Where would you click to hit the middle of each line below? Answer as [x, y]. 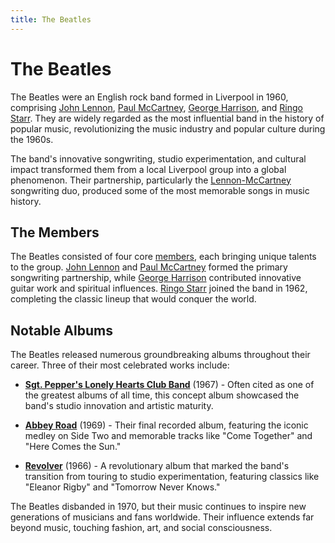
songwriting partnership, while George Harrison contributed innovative [156, 278]
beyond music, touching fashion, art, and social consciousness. [141, 528]
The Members [55, 232]
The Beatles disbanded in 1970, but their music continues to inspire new [158, 507]
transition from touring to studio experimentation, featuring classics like [172, 477]
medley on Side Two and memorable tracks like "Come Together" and [168, 436]
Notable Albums [61, 330]
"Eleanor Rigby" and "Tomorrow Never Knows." [122, 487]
